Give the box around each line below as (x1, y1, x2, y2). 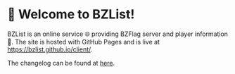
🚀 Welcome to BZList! (7, 6, 135, 23)
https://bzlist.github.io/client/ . (7, 45, 93, 54)
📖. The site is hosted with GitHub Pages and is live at (7, 37, 160, 46)
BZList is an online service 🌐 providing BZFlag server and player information (7, 30, 229, 38)
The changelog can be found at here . (7, 58, 115, 67)
